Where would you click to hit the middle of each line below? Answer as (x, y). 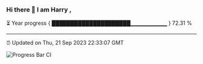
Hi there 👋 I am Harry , (39, 10)
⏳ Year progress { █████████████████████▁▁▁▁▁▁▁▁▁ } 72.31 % (99, 23)
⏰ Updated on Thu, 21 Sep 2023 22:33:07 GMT (65, 43)
